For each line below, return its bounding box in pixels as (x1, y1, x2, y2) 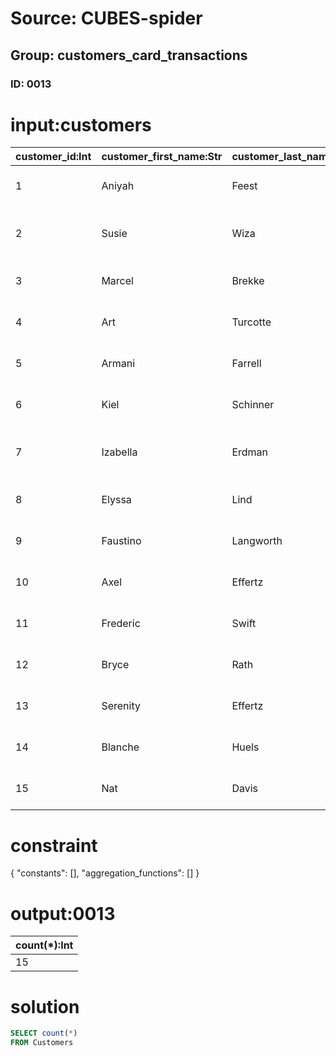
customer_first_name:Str (101, 150, 223, 164)
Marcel (101, 274, 134, 288)
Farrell (231, 357, 262, 371)
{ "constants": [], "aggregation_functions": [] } (10, 867, 200, 879)
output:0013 (10, 902, 116, 925)
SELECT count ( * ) (10, 1028, 78, 1039)
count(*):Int (15, 938, 74, 952)
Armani (101, 357, 136, 371)
